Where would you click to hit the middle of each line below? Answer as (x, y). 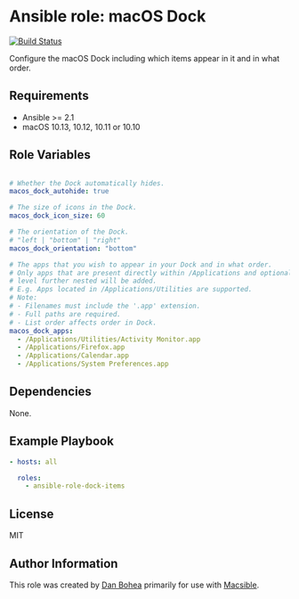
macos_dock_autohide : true (59, 192)
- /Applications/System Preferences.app (93, 364)
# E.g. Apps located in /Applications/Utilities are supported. (131, 290)
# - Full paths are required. (65, 314)
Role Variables (50, 155)
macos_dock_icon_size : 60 (57, 216)
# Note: (24, 298)
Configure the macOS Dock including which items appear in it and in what (145, 58)
